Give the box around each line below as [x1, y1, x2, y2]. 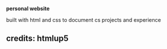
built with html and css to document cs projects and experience [6, 17, 161, 23]
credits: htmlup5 [6, 34, 69, 44]
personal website [6, 5, 50, 12]
